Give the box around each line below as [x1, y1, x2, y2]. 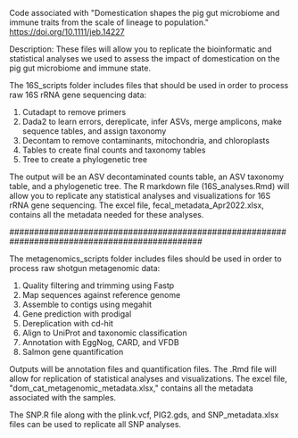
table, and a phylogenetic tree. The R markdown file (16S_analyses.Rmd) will [9, 181, 290, 191]
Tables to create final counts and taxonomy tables [21, 145, 206, 155]
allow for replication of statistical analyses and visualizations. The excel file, [9, 374, 287, 384]
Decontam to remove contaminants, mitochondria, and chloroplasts [21, 136, 270, 145]
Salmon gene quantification [21, 347, 124, 357]
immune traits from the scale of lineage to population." [9, 17, 210, 28]
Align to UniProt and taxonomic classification [21, 327, 187, 338]
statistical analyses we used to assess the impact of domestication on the [9, 54, 280, 63]
